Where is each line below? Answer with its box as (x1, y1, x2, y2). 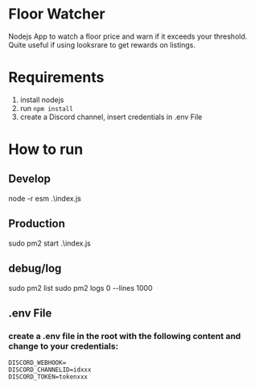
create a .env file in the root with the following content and (8, 330, 241, 341)
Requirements (8, 68, 105, 87)
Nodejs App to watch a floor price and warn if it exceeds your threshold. (8, 31, 248, 41)
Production (8, 217, 66, 230)
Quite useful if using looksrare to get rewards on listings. (8, 39, 195, 49)
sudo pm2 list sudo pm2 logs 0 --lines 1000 (8, 283, 153, 292)
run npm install (19, 103, 74, 113)
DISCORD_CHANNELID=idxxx (8, 366, 92, 375)
